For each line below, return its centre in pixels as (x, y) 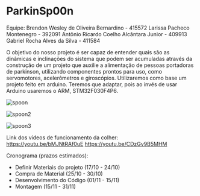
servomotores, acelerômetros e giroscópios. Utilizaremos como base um (96, 78)
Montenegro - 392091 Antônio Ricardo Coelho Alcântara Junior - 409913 (97, 34)
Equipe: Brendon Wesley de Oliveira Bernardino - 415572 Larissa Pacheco (98, 28)
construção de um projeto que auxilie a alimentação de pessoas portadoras (100, 65)
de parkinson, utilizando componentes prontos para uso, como (84, 71)
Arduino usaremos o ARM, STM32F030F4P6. (62, 90)
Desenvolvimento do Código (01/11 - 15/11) (67, 180)
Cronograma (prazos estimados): (47, 156)
